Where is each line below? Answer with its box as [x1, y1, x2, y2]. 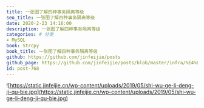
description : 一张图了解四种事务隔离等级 [6, 25, 101, 32]
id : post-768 [6, 65, 39, 72]
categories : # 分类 [6, 32, 54, 38]
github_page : [6, 59, 39, 66]
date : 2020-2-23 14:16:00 [6, 20, 72, 26]
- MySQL [6, 37, 26, 43]
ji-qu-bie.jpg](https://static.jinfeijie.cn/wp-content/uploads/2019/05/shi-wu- [6, 89, 196, 96]
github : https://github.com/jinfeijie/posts [6, 54, 121, 60]
